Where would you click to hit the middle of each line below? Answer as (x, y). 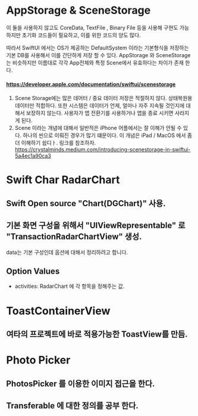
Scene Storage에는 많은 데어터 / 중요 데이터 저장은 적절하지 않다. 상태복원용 (103, 98)
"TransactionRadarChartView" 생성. (74, 237)
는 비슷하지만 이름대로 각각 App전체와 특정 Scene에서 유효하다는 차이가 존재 (95, 63)
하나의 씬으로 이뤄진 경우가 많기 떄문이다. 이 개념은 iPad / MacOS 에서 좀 (107, 135)
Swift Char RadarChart (63, 180)
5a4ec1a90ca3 (33, 156)
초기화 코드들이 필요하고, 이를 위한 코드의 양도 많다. (81, 35)
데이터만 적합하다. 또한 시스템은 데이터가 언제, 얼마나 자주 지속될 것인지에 (100, 105)
